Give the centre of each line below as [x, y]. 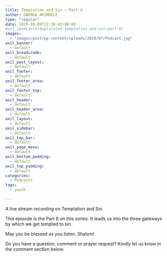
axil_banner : [19, 43]
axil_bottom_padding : [28, 157]
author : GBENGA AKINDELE [31, 15]
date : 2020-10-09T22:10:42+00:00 [41, 24]
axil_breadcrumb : [24, 52]
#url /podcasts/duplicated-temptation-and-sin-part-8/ [64, 29]
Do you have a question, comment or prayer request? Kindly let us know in [83, 244]
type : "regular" [22, 19]
